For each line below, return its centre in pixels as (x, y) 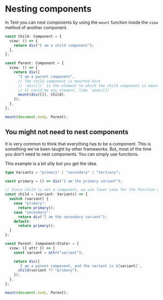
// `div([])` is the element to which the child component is (82, 86)
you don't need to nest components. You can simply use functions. (72, 154)
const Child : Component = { (33, 36)
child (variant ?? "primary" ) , (48, 270)
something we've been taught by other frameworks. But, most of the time (78, 149)
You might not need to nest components (67, 132)
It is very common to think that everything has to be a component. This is (78, 143)
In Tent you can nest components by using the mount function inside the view (81, 22)
